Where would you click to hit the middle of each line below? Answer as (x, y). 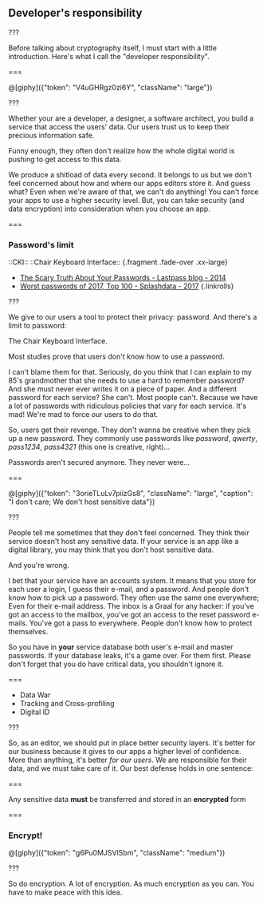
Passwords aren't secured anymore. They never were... (99, 462)
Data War (35, 695)
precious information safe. (51, 135)
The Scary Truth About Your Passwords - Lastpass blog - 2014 (123, 278)
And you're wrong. (39, 566)
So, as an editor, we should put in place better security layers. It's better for (132, 743)
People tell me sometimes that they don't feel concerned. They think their (129, 533)
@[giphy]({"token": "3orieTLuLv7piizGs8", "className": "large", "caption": (131, 494)
